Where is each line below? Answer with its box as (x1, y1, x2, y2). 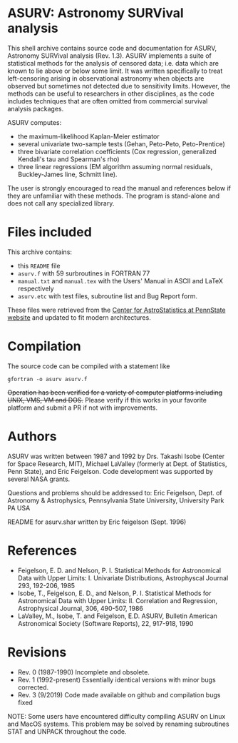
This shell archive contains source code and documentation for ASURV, (7, 44, 217, 52)
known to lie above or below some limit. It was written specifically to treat (7, 66, 223, 75)
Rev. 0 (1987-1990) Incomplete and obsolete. (17, 667, 150, 676)
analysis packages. (7, 104, 64, 113)
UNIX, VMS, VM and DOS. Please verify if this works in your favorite (7, 395, 207, 404)
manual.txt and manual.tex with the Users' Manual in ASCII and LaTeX (17, 276, 223, 285)
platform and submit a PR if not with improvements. (7, 403, 158, 412)
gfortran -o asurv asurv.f (7, 375, 88, 383)
